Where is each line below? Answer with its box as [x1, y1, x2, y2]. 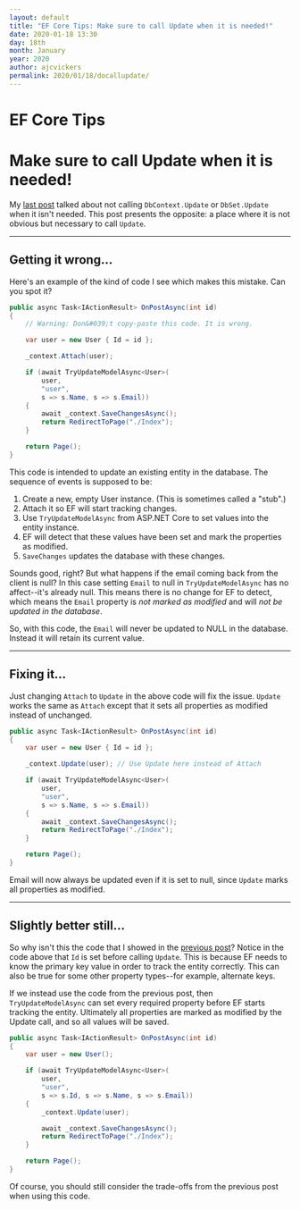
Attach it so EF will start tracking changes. [21, 502, 178, 514]
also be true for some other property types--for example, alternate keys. [9, 971, 276, 981]
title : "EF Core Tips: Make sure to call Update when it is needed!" [9, 21, 274, 30]
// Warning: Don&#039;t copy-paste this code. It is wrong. [25, 319, 254, 329]
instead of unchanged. [9, 710, 92, 720]
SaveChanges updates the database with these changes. [21, 550, 226, 561]
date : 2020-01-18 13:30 [9, 29, 98, 38]
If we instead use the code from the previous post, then [9, 987, 213, 998]
